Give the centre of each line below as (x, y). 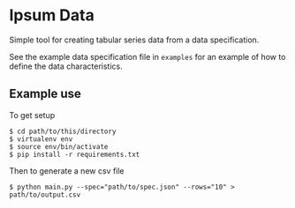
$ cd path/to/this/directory (63, 131)
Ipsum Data (52, 15)
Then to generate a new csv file (67, 171)
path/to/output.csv (45, 195)
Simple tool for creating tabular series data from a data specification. (134, 40)
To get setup (32, 115)
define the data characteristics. (66, 66)
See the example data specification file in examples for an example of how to (147, 56)
